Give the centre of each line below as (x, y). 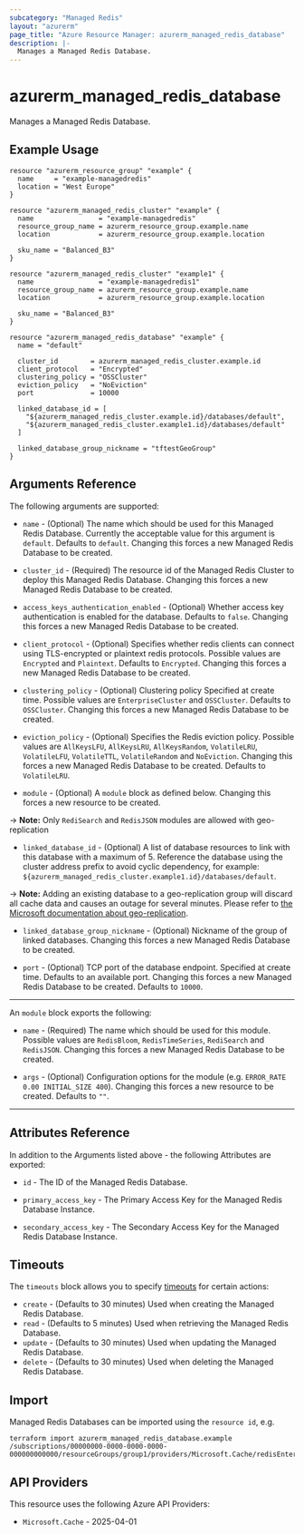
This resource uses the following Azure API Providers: (110, 1504)
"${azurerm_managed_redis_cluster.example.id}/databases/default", (155, 417)
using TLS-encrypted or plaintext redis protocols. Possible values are (152, 653)
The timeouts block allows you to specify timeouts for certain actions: (139, 1286)
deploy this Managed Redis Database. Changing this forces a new (145, 579)
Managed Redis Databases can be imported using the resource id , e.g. (142, 1422)
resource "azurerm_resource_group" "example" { (101, 170)
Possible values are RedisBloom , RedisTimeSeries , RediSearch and (143, 1040)
